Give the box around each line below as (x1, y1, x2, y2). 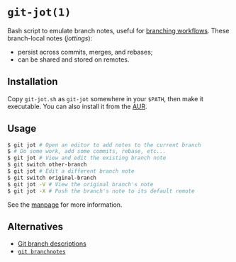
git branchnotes (17, 249, 66, 256)
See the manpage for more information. (7, 200, 123, 209)
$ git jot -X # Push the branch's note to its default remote (7, 187, 195, 195)
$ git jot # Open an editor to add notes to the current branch (7, 141, 201, 149)
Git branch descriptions (17, 239, 86, 248)
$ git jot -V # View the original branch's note (7, 181, 154, 188)
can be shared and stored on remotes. (17, 55, 130, 64)
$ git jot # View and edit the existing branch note (7, 154, 167, 161)
